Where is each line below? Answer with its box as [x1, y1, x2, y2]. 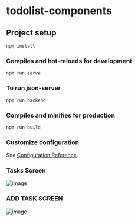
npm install [6, 43, 35, 49]
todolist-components [6, 4, 113, 18]
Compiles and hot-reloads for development [6, 57, 133, 65]
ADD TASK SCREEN [6, 194, 63, 203]
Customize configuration [6, 138, 80, 146]
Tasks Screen [6, 167, 46, 175]
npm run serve [6, 70, 41, 76]
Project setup [6, 28, 57, 38]
